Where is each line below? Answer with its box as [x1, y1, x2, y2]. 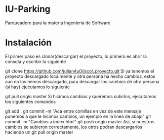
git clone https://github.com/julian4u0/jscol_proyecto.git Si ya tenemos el [5, 68, 155, 74]
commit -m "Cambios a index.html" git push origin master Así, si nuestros [5, 118, 155, 124]
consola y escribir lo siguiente [5, 58, 66, 65]
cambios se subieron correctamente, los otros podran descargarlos [5, 124, 142, 130]
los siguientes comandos [5, 99, 56, 105]
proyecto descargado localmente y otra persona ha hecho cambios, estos [5, 73, 156, 79]
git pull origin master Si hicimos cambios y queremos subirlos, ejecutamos [5, 93, 157, 99]
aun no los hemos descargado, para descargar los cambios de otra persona [5, 78, 160, 84]
